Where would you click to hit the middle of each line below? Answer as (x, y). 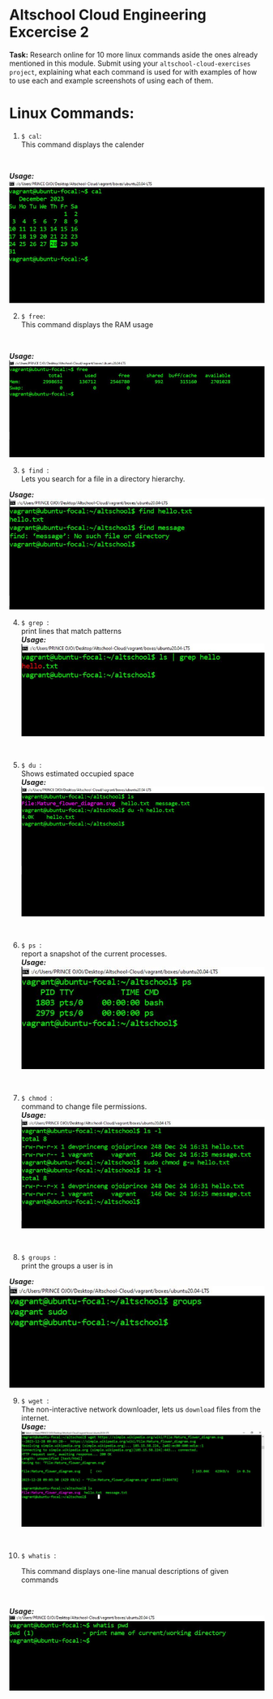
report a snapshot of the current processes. (94, 954)
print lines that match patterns (71, 632)
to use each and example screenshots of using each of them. (111, 80)
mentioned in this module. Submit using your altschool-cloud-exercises (130, 63)
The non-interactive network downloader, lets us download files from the (141, 1409)
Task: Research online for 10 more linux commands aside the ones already (134, 54)
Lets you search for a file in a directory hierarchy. (103, 479)
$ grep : (35, 623)
